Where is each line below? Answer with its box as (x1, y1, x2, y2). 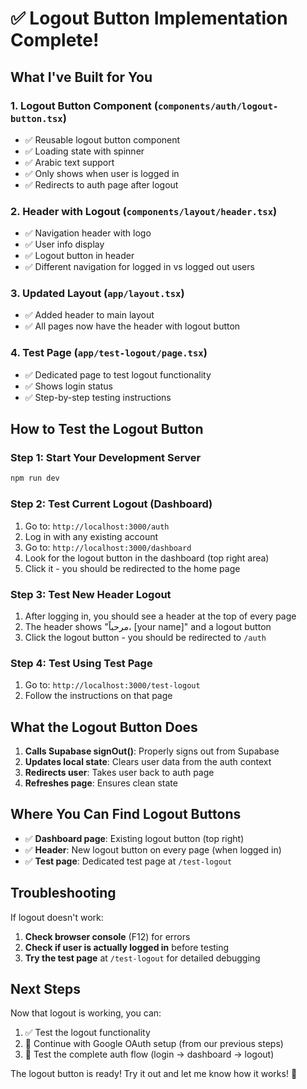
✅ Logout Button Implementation (10, 7, 288, 30)
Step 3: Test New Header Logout (10, 587, 172, 601)
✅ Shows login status (24, 380, 113, 392)
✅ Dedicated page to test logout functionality (24, 368, 212, 381)
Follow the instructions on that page (24, 690, 173, 702)
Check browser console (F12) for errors (24, 930, 191, 942)
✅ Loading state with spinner (24, 145, 145, 157)
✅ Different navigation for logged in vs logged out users (24, 261, 255, 273)
